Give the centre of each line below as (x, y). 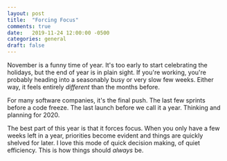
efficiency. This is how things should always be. (75, 150)
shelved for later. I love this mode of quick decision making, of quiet (104, 143)
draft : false (26, 45)
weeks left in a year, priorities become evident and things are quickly (105, 136)
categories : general (37, 39)
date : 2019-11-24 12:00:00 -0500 (58, 33)
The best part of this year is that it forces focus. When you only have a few (113, 128)
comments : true (29, 26)
